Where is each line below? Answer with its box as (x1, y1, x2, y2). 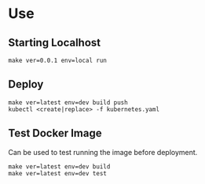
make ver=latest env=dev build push (8, 99, 128, 106)
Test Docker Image (8, 127, 102, 140)
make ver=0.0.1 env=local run (8, 56, 108, 64)
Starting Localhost (8, 36, 101, 49)
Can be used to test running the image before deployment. (8, 147, 198, 157)
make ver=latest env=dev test (8, 169, 108, 177)
